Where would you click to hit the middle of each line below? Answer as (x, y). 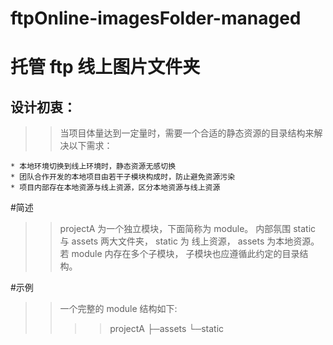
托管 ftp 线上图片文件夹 (105, 67)
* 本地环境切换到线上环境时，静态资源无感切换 (93, 167)
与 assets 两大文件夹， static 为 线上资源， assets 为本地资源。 (189, 241)
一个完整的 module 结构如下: (118, 309)
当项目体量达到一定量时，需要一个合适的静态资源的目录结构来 (187, 133)
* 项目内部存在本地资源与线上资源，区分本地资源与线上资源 (115, 188)
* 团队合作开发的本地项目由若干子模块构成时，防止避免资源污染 (123, 177)
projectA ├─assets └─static (167, 329)
